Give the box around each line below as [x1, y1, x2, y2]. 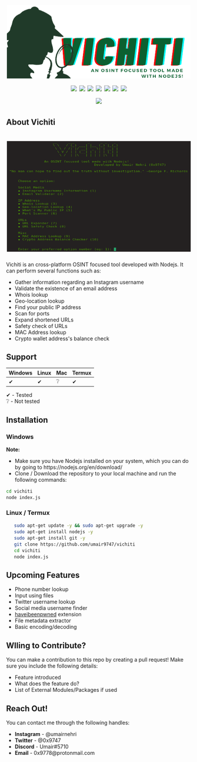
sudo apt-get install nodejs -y [14, 529, 94, 535]
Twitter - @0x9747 [14, 737, 61, 744]
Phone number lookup [14, 586, 69, 593]
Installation [6, 415, 48, 425]
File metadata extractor [14, 617, 72, 624]
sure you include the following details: [6, 662, 98, 669]
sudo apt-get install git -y [14, 536, 85, 541]
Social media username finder [14, 605, 88, 612]
